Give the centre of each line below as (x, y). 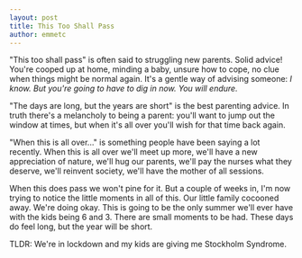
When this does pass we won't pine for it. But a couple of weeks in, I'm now (150, 189)
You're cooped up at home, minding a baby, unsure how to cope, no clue (144, 69)
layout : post (34, 18)
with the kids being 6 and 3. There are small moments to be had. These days (151, 218)
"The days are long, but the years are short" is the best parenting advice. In (150, 106)
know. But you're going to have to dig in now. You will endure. (124, 89)
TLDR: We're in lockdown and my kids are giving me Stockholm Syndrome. (148, 245)
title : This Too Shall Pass (62, 26)
